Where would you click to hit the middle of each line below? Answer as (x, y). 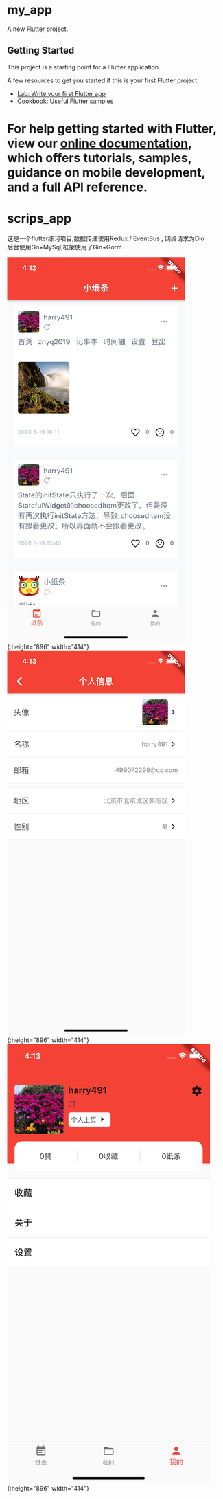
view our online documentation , (99, 143)
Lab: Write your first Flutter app (61, 93)
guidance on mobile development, (106, 172)
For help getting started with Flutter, (112, 128)
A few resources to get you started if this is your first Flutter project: (103, 80)
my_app (30, 10)
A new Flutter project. (38, 29)
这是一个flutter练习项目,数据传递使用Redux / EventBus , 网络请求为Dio (106, 238)
